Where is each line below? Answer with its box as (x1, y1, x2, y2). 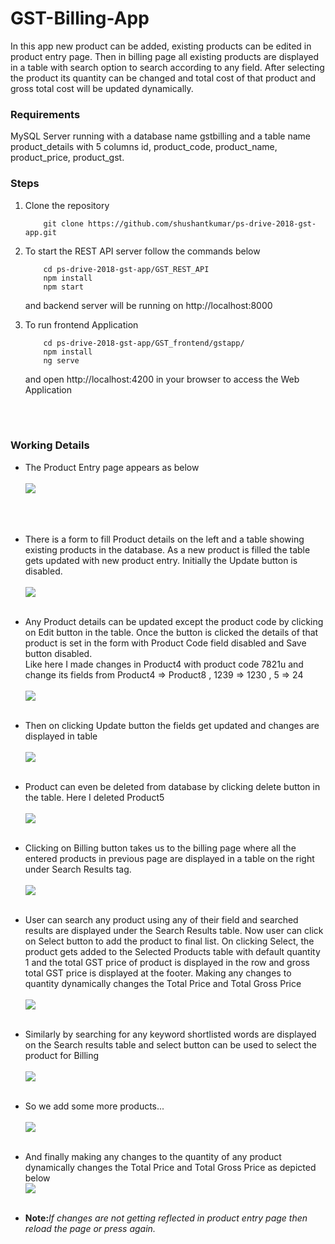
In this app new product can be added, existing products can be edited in (10, 40, 312, 52)
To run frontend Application (24, 318, 139, 331)
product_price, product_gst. (10, 152, 125, 164)
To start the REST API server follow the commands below (24, 245, 261, 257)
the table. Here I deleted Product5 (24, 791, 165, 803)
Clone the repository (24, 199, 110, 211)
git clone (43, 218, 84, 229)
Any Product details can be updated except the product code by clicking (24, 615, 324, 627)
